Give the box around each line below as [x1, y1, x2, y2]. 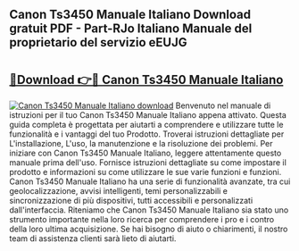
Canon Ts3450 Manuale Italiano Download [9, 7, 252, 22]
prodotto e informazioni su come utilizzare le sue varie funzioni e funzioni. [9, 167, 282, 177]
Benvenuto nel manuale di [175, 100, 271, 111]
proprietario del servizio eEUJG [9, 35, 187, 50]
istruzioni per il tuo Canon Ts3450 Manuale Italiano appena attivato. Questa [9, 110, 287, 120]
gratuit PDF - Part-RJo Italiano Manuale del [9, 21, 253, 37]
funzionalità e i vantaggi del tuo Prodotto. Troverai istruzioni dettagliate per [9, 129, 285, 139]
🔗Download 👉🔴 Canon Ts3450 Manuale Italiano [9, 71, 284, 88]
